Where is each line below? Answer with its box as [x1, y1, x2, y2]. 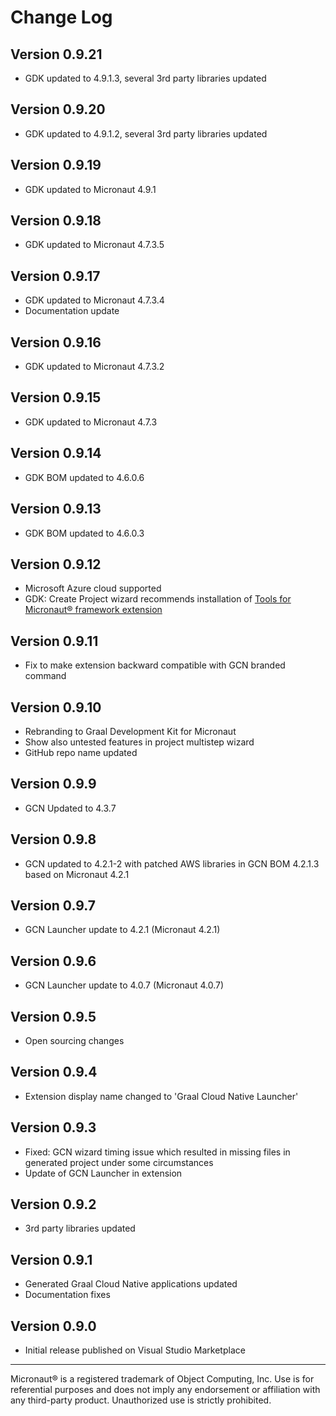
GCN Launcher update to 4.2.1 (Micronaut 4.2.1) [24, 924, 221, 936]
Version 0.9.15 [10, 389, 102, 406]
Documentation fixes [24, 1289, 111, 1301]
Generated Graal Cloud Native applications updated [24, 1278, 238, 1290]
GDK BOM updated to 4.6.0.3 [24, 527, 145, 539]
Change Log [10, 6, 113, 29]
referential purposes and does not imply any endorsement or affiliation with [10, 1384, 321, 1396]
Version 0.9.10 [10, 699, 102, 716]
